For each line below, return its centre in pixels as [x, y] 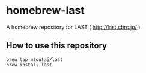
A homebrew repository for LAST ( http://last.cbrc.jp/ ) [73, 27]
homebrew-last [46, 10]
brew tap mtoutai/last [35, 60]
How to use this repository [57, 46]
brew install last [29, 65]
